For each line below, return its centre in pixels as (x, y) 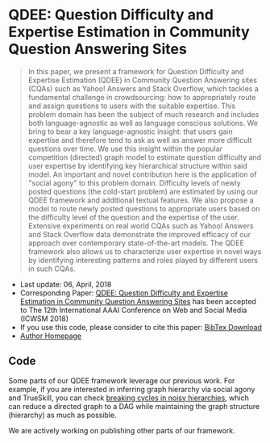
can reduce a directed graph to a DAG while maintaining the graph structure (134, 406)
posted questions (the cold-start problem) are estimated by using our (143, 191)
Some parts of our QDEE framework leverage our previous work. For (122, 380)
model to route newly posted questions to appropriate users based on (144, 208)
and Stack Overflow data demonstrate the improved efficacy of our (139, 234)
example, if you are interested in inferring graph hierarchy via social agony (132, 389)
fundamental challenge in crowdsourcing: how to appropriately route (142, 97)
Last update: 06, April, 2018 (66, 284)
